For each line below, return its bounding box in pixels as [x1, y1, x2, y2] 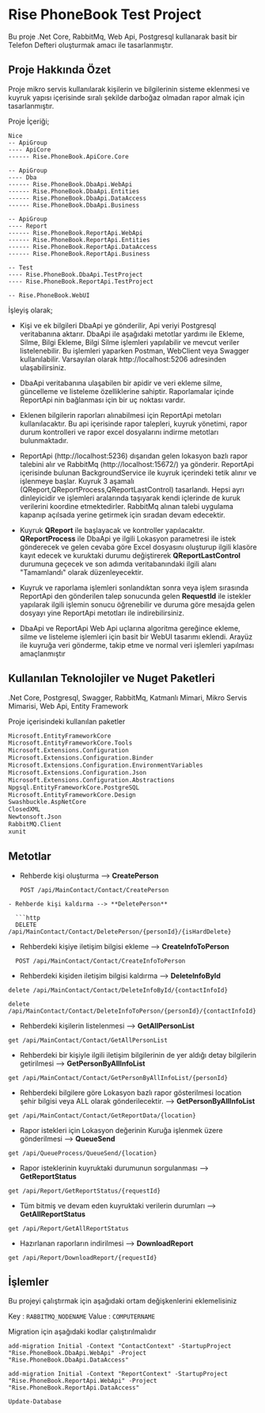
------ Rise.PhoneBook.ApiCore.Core [8, 152, 129, 160]
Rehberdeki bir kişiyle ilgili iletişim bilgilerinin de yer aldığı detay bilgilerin [19, 1050, 257, 1059]
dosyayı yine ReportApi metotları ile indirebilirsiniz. [19, 608, 184, 618]
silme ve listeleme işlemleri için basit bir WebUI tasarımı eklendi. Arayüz [19, 632, 253, 641]
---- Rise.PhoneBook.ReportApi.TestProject [8, 278, 154, 285]
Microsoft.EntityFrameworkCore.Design [8, 791, 136, 798]
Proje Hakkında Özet [8, 63, 112, 77]
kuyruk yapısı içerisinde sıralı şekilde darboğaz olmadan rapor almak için [8, 93, 245, 102]
